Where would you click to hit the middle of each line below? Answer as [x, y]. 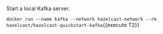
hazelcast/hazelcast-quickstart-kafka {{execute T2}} [73, 25]
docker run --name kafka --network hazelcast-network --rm [81, 19]
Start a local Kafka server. [38, 8]
